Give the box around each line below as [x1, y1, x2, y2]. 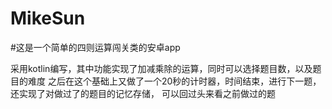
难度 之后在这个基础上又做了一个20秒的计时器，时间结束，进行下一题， [27, 75, 322, 87]
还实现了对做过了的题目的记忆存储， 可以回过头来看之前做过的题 [10, 87, 276, 99]
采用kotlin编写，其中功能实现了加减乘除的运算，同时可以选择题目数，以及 [10, 62, 313, 74]
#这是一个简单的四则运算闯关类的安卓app [10, 41, 181, 53]
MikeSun [10, 7, 86, 30]
